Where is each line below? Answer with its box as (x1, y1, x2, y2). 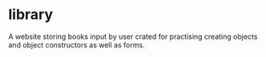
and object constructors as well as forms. (8, 40, 146, 49)
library (8, 6, 54, 24)
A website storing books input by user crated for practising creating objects (8, 32, 258, 41)
